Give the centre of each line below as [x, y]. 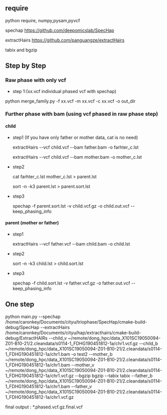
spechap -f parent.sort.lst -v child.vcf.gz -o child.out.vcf [71, 206]
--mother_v [83, 365]
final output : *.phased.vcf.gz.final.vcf [44, 407]
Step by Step [26, 66]
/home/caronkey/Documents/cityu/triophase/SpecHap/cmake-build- [76, 322]
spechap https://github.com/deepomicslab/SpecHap [60, 30]
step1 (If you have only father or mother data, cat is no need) [75, 137]
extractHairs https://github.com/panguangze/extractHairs [65, 40]
